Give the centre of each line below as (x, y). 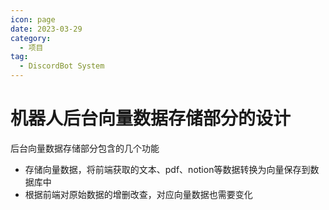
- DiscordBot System (62, 66)
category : (31, 38)
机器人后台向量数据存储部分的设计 (151, 118)
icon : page (33, 19)
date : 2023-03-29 (46, 29)
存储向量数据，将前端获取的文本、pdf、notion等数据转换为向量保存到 (167, 169)
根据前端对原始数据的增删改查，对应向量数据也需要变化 (138, 194)
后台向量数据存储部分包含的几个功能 (85, 148)
